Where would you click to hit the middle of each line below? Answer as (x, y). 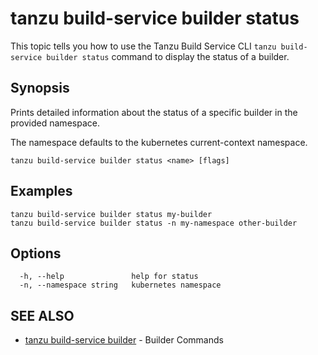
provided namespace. (55, 123)
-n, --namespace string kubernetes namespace (120, 285)
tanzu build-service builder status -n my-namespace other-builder (154, 223)
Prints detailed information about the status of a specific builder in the (154, 112)
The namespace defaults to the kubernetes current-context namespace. (159, 142)
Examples (41, 191)
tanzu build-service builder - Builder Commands (124, 340)
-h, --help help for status (109, 277)
